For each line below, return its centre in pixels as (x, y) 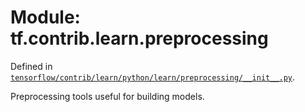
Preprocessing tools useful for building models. (107, 96)
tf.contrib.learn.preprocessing (139, 38)
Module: (45, 17)
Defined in (31, 66)
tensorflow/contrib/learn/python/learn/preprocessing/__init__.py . (153, 77)
